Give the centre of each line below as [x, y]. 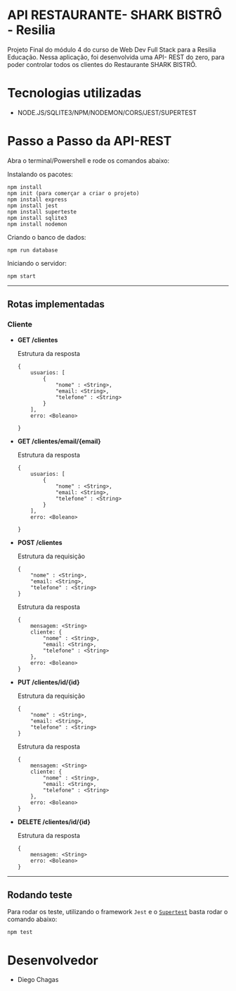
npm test [20, 932]
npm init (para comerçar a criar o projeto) [73, 193]
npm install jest [33, 205]
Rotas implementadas [56, 304]
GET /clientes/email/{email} [59, 441]
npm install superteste [42, 211]
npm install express [38, 199]
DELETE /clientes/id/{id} [54, 822]
